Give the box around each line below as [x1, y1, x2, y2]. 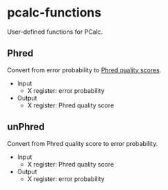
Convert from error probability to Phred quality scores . [7, 65, 162, 74]
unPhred [7, 121, 45, 133]
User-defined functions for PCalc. [7, 28, 103, 36]
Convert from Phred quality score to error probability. [7, 139, 158, 147]
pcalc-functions [7, 5, 102, 21]
